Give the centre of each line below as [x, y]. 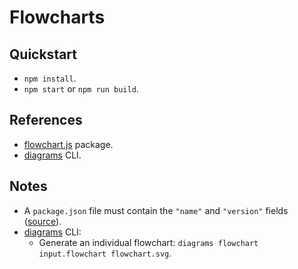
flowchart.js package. [68, 144]
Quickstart [43, 54]
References [46, 120]
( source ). [42, 221]
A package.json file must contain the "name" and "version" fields [156, 210]
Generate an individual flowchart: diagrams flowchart [148, 242]
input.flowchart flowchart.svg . [105, 253]
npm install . [50, 78]
